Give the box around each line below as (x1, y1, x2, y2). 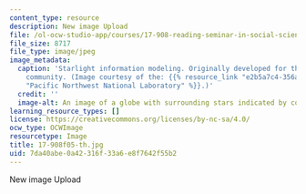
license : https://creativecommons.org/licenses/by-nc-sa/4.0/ (9, 115, 250, 124)
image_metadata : (9, 56, 71, 65)
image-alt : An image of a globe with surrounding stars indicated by (17, 97, 287, 107)
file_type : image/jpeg (9, 47, 96, 56)
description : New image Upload (9, 22, 128, 31)
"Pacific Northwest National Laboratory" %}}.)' (25, 81, 214, 90)
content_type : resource (9, 13, 100, 23)
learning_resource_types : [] (9, 107, 120, 116)
